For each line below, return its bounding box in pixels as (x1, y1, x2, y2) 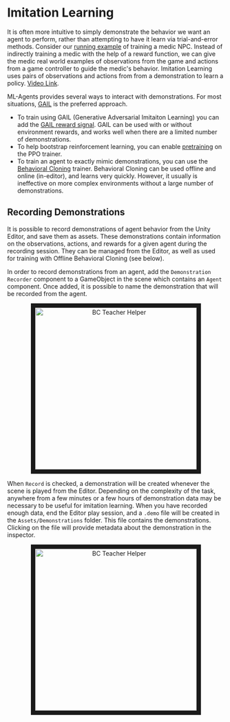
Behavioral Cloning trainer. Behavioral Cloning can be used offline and (17, 164, 216, 173)
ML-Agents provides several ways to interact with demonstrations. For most (7, 92, 222, 101)
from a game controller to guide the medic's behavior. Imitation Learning (7, 64, 212, 72)
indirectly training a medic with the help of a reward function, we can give (7, 50, 216, 58)
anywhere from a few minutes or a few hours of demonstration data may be (7, 494, 222, 502)
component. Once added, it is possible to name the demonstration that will (7, 282, 218, 291)
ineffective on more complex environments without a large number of (17, 179, 213, 187)
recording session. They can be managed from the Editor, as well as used (7, 246, 216, 255)
